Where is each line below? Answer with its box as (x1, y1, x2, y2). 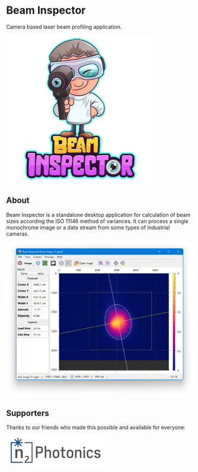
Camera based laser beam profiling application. (6, 23, 122, 30)
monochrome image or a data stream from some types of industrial (6, 224, 170, 231)
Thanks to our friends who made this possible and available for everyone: (6, 423, 186, 431)
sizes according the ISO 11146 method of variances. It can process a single (6, 218, 189, 225)
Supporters (6, 408, 49, 418)
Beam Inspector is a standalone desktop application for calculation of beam (6, 211, 191, 218)
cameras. (6, 230, 29, 237)
